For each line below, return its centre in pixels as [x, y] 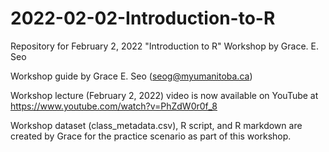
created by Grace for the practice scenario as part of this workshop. [151, 136]
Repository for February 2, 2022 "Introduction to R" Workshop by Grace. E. [164, 46]
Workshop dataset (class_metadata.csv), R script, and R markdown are [156, 125]
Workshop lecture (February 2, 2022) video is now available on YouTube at [164, 95]
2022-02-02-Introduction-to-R [143, 18]
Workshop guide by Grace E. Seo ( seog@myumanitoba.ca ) [131, 76]
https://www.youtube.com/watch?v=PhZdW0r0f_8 [114, 106]
